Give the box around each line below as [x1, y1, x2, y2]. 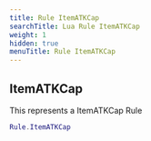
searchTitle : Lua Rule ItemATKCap [9, 22, 141, 31]
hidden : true [9, 38, 59, 48]
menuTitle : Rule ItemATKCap [9, 47, 116, 56]
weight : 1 [9, 30, 47, 39]
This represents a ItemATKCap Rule [9, 105, 143, 116]
